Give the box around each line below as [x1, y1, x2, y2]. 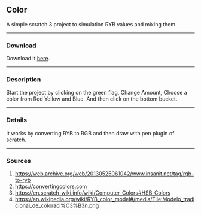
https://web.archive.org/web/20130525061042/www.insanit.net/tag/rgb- [14, 170, 194, 177]
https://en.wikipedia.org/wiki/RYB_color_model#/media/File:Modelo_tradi [14, 196, 195, 202]
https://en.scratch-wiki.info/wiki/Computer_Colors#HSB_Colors [14, 189, 171, 196]
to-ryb [14, 177, 31, 183]
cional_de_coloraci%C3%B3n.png [14, 202, 99, 209]
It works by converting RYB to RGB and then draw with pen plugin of [6, 129, 175, 137]
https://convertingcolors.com [14, 183, 87, 190]
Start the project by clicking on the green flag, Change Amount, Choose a [6, 89, 187, 96]
